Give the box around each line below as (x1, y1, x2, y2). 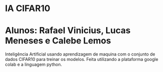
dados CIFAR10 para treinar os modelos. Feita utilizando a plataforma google (5, 57, 159, 62)
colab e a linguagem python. (5, 61, 62, 68)
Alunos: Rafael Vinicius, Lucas (5, 25, 131, 36)
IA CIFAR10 (5, 3, 51, 14)
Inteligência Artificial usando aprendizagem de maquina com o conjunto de (5, 51, 156, 57)
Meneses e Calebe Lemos (5, 35, 111, 46)
